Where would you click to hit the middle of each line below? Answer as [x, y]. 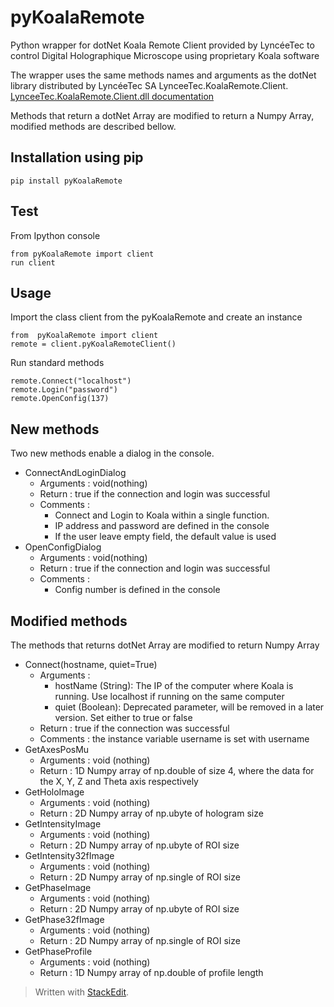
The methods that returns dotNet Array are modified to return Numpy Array [165, 645]
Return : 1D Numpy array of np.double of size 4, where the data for [177, 770]
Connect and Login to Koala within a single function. [162, 515]
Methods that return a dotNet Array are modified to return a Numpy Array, [162, 115]
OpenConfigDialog [63, 547]
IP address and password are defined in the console [162, 526]
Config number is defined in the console [137, 590]
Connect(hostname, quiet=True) [91, 664]
